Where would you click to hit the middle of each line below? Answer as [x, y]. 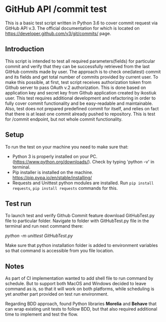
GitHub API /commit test [56, 9]
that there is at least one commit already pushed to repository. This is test [80, 114]
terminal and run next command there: [44, 226]
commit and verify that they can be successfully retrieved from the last [78, 66]
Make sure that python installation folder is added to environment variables [82, 245]
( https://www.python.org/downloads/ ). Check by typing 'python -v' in [83, 161]
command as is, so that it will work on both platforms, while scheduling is [80, 289]
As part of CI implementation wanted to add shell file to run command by [79, 278]
